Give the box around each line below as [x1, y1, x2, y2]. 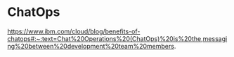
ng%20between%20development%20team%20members [7, 42, 174, 50]
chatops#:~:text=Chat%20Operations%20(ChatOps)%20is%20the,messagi [7, 34, 228, 42]
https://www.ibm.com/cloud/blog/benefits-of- [7, 27, 141, 35]
